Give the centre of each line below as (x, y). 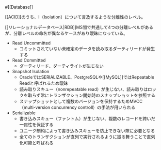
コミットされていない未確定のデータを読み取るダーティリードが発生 (87, 49)
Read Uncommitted (31, 43)
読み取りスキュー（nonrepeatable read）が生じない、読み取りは (83, 89)
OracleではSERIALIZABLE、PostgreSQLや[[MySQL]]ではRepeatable (87, 77)
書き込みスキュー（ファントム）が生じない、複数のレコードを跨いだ (87, 119)
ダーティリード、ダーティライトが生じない (62, 66)
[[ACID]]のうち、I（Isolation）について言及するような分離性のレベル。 (75, 17)
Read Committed (29, 60)
